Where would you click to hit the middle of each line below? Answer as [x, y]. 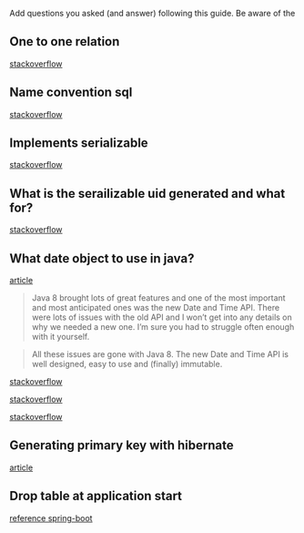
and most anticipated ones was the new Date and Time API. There [156, 308]
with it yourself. [61, 337]
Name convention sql [71, 92]
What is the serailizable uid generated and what [147, 194]
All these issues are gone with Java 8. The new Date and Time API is [160, 354]
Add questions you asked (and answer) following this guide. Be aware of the [152, 13]
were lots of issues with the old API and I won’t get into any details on [162, 317]
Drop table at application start [96, 496]
